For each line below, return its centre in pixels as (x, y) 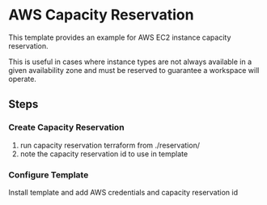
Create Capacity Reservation (66, 127)
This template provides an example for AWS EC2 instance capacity (120, 37)
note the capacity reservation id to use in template (104, 154)
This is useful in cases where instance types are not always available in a (130, 62)
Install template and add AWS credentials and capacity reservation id (123, 192)
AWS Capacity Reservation (101, 15)
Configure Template (49, 174)
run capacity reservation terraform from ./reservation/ (110, 145)
